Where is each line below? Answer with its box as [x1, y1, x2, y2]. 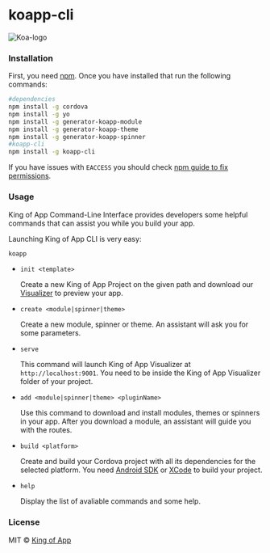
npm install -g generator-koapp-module [8, 117, 143, 126]
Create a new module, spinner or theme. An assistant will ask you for [19, 319, 249, 329]
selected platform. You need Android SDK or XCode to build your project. [19, 465, 263, 475]
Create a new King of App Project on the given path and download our [19, 280, 254, 289]
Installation [8, 53, 54, 64]
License [8, 517, 40, 528]
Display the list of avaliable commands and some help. [19, 496, 201, 506]
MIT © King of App [8, 535, 72, 545]
